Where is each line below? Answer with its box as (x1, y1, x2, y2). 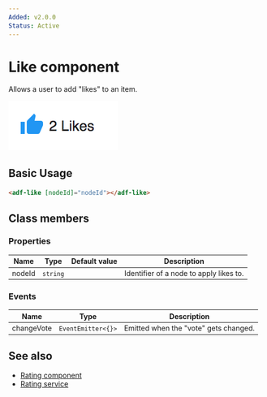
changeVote (11, 323, 53, 333)
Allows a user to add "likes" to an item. (8, 84, 138, 94)
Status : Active (8, 21, 60, 30)
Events (8, 291, 37, 302)
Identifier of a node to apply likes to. (124, 268, 244, 278)
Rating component (19, 370, 83, 381)
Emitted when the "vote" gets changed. (123, 323, 256, 333)
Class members (8, 211, 89, 225)
